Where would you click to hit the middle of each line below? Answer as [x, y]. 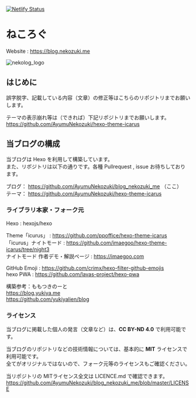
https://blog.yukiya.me [33, 292]
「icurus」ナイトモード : [36, 243]
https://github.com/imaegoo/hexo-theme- [117, 243]
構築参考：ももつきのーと [37, 286]
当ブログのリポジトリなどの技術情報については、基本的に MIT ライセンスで [97, 349]
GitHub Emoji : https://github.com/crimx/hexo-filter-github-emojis [85, 268]
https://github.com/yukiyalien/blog [48, 299]
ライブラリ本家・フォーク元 [45, 210]
